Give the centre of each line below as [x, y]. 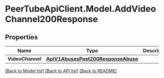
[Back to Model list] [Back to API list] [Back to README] [61, 71]
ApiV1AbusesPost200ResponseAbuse [92, 59]
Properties [21, 37]
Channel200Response [51, 19]
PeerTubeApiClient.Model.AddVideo [81, 9]
